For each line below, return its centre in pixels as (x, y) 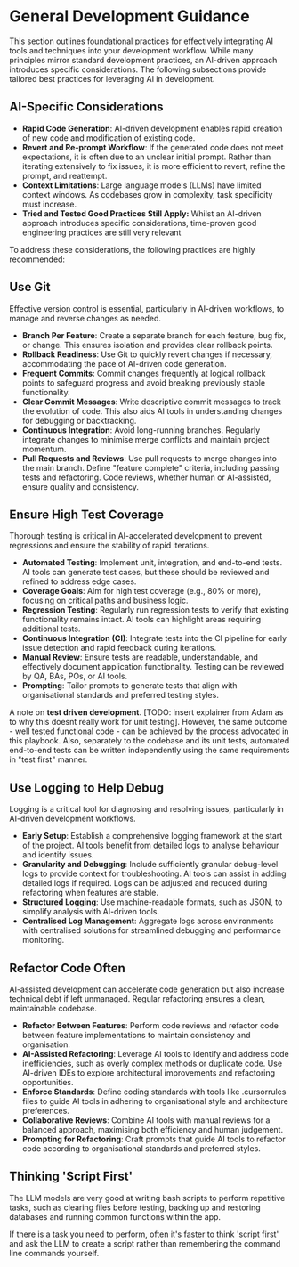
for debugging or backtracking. (79, 420)
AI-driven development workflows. (73, 819)
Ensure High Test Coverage (87, 514)
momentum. (44, 449)
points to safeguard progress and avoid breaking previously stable (143, 382)
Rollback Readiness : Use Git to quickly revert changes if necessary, (147, 354)
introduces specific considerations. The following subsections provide (138, 69)
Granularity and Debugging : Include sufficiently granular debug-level (150, 865)
